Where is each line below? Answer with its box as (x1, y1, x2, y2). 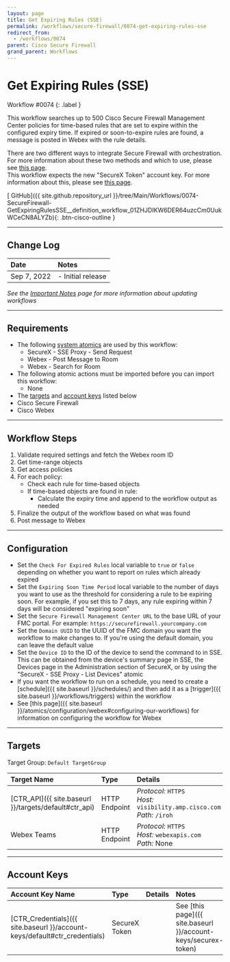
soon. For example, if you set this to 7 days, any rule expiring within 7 (16, 597, 212, 605)
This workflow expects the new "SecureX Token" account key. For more (7, 171, 210, 179)
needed (37, 502, 60, 510)
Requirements (7, 323, 68, 335)
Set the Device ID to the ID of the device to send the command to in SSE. (16, 649, 223, 657)
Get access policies (16, 466, 73, 474)
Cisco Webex (16, 406, 55, 415)
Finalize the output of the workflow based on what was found (16, 509, 190, 518)
